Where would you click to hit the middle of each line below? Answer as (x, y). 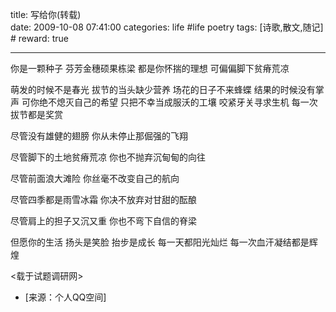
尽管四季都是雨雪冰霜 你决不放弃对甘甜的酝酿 (103, 199)
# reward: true (39, 38)
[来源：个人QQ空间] (65, 297)
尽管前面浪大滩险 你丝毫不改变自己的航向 (95, 178)
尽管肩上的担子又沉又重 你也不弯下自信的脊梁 (103, 221)
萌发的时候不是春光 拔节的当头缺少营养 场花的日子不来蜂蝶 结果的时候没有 (163, 89)
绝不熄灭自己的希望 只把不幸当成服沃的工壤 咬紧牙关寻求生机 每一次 (178, 102)
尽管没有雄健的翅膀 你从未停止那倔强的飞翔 (99, 136)
